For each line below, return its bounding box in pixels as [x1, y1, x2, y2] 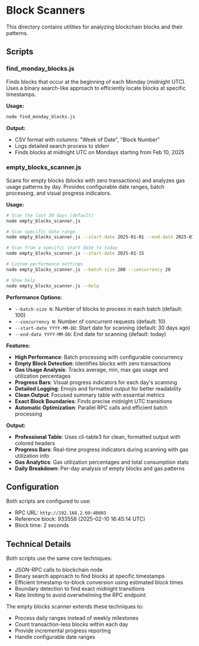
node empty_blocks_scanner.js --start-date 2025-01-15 [6, 251, 145, 256]
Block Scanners [6, 4, 85, 17]
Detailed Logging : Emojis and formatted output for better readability [14, 385, 182, 392]
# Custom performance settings [6, 261, 84, 267]
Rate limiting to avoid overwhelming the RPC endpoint [14, 591, 146, 598]
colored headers [14, 439, 55, 446]
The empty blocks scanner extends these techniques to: [6, 603, 144, 610]
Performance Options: [6, 293, 62, 300]
